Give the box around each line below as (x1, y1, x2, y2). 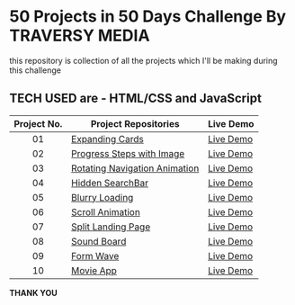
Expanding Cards (71, 132, 144, 145)
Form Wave (71, 249, 120, 262)
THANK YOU (9, 287, 58, 298)
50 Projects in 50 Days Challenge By (9, 6, 286, 27)
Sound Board (71, 235, 127, 247)
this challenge (9, 65, 61, 76)
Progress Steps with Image (71, 147, 185, 159)
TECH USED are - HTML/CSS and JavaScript (9, 91, 263, 106)
